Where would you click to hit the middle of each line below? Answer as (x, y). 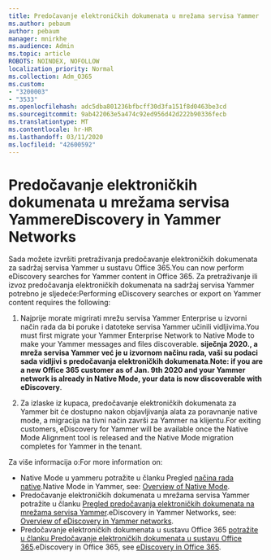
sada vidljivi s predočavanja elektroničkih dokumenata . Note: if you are (142, 361)
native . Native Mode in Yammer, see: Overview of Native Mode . (125, 487)
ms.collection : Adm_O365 (50, 77)
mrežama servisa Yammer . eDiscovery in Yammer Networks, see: (128, 513)
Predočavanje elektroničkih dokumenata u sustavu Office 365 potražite (139, 530)
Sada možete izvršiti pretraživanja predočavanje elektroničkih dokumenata (133, 259)
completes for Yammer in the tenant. (81, 446)
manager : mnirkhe (38, 39)
